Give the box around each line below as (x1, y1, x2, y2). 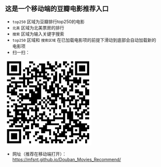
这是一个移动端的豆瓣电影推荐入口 (5, 4, 109, 13)
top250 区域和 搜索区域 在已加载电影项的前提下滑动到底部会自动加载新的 (12, 37, 157, 43)
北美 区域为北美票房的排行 (12, 25, 64, 30)
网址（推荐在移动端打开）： (12, 151, 66, 157)
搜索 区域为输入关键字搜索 (12, 31, 64, 37)
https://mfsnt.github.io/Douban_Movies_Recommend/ (12, 156, 122, 162)
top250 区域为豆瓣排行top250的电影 (12, 19, 85, 25)
